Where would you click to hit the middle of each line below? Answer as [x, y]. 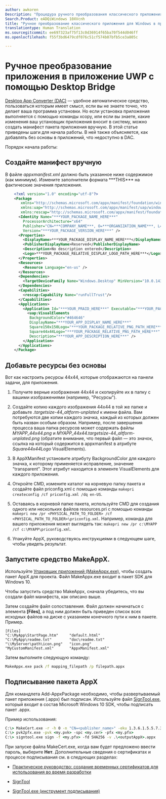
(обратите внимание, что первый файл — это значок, [97, 439]
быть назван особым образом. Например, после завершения [77, 423]
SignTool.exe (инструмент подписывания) [56, 791]
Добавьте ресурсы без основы [56, 365]
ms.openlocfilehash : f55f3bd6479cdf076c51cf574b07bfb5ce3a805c [72, 38]
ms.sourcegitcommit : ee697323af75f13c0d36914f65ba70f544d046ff [72, 33]
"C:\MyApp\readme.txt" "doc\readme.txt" [55, 639]
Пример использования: [31, 719]
